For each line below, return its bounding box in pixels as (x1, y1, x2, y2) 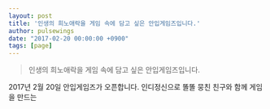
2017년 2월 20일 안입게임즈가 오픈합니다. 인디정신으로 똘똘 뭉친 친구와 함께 (8, 82, 248, 92)
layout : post (8, 11, 53, 20)
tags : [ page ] (8, 42, 53, 50)
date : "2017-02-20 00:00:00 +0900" (8, 34, 129, 43)
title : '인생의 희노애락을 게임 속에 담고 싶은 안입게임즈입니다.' (8, 19, 201, 27)
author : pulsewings (8, 27, 75, 35)
